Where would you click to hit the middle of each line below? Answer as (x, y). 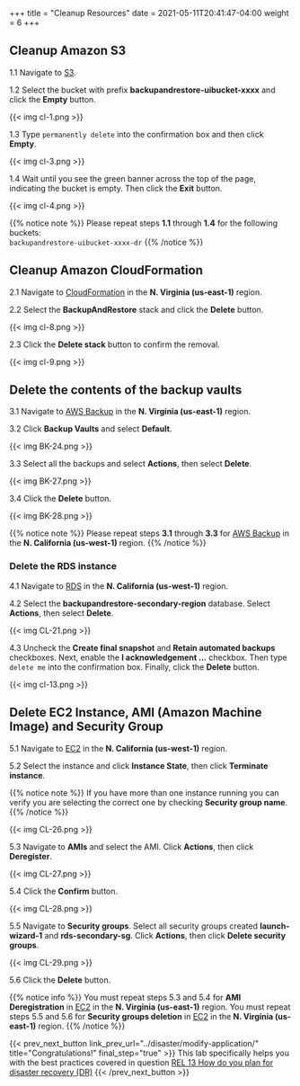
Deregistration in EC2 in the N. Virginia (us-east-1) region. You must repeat (150, 1007)
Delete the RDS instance (63, 566)
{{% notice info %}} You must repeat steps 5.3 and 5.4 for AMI (125, 997)
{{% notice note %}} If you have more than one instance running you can (145, 792)
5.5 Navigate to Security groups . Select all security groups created (134, 926)
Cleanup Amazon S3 (68, 51)
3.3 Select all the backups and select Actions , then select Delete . (131, 464)
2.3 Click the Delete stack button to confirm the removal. (115, 344)
